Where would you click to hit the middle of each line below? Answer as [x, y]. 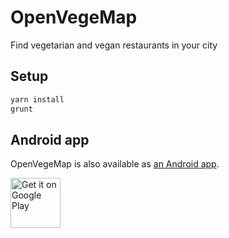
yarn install [37, 99]
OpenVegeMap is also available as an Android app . [115, 164]
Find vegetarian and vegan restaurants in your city [114, 45]
